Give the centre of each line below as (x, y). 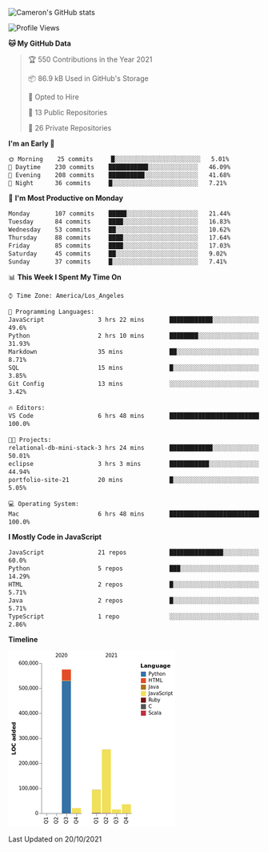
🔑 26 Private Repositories (70, 128)
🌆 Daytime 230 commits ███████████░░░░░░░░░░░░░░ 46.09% (119, 167)
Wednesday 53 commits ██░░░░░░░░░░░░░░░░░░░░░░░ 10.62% (119, 230)
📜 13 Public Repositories (68, 113)
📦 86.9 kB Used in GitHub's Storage (88, 78)
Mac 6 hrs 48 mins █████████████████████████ (134, 514)
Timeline (23, 639)
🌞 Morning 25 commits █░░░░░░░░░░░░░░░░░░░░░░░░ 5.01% (119, 159)
